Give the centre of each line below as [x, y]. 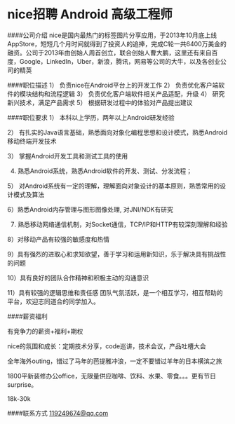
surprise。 [22, 384]
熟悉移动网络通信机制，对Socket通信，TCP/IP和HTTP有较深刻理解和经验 [122, 224]
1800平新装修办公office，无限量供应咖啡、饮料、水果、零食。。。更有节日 [112, 376]
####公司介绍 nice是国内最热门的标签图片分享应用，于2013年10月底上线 [112, 35]
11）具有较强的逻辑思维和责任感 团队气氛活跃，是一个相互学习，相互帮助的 [115, 292]
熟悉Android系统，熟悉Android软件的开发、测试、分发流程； [105, 171]
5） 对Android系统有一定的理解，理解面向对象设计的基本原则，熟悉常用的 [114, 186]
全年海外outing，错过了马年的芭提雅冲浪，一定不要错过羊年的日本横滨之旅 [115, 361]
